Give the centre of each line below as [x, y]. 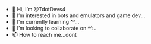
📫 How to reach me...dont [44, 35]
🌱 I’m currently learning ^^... [45, 22]
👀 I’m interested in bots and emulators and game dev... [78, 15]
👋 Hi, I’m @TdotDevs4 [39, 9]
